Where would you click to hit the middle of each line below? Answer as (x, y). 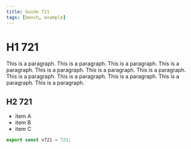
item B (23, 123)
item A (23, 116)
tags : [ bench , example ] (36, 17)
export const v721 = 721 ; (39, 140)
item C (23, 129)
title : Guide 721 (28, 12)
